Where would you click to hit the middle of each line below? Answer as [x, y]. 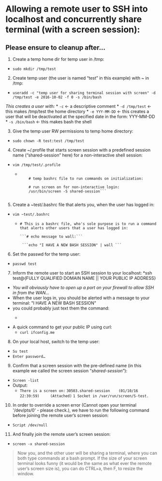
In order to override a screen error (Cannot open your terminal [74, 405]
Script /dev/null [30, 425]
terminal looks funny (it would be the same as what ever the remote [84, 463]
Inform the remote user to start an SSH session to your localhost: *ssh [82, 273]
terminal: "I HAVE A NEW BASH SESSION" [54, 303]
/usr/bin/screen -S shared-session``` [68, 191]
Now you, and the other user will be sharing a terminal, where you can [87, 453]
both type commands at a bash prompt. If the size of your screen [82, 458]
